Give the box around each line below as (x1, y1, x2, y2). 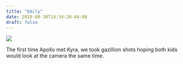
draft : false (6, 19, 38, 25)
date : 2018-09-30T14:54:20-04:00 (6, 14, 88, 20)
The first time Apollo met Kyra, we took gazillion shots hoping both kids (6, 46, 178, 53)
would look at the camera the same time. (6, 52, 104, 59)
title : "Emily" (6, 8, 43, 15)
